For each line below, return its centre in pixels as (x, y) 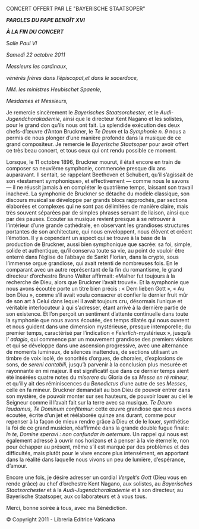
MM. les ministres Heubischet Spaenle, (54, 89)
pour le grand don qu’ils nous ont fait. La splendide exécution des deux (93, 125)
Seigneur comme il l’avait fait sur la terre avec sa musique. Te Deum (89, 402)
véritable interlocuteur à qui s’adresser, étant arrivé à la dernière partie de (96, 307)
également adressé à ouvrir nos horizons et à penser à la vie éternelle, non (98, 441)
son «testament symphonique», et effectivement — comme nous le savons (98, 181)
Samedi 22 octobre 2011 (36, 55)
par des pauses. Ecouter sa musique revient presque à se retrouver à (91, 219)
